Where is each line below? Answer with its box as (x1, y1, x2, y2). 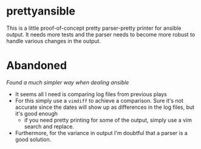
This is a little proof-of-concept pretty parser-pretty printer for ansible (6, 24, 182, 32)
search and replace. (24, 123, 75, 130)
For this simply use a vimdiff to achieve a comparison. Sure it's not (15, 97, 184, 104)
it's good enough (15, 109, 58, 117)
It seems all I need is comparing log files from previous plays (15, 90, 167, 98)
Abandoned (6, 59, 67, 72)
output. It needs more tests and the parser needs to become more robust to (6, 30, 196, 38)
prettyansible (6, 4, 76, 18)
